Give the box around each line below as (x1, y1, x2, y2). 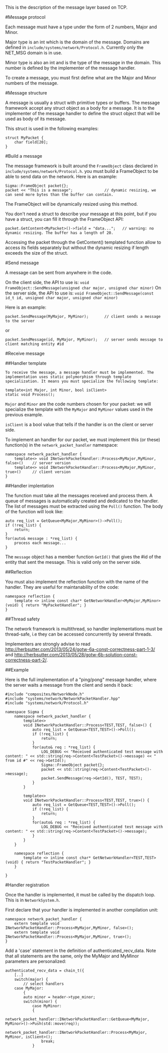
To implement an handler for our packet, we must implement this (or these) (5, 437, 160, 443)
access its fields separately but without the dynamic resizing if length (5, 245, 149, 251)
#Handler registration (5, 882, 49, 888)
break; (41, 1039, 55, 1044)
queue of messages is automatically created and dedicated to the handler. (5, 498, 159, 504)
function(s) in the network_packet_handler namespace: (5, 442, 118, 448)
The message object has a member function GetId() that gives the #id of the (5, 554, 161, 560)
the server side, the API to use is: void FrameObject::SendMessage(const (5, 290, 154, 296)
